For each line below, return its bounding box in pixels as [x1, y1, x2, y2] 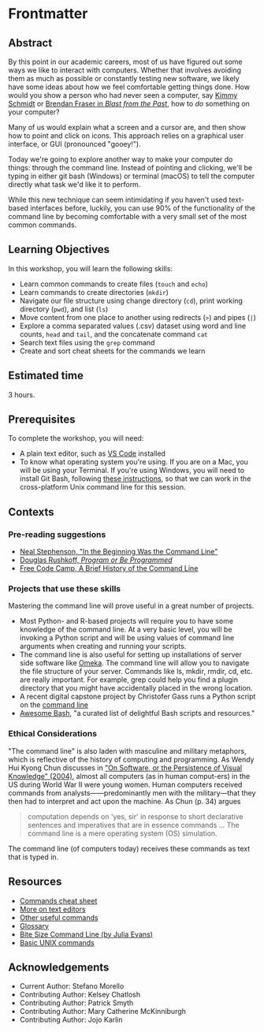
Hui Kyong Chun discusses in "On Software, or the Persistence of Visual [8, 762, 243, 773]
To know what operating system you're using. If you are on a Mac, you [19, 457, 248, 467]
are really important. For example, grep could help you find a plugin [19, 675, 239, 684]
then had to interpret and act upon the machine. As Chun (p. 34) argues [8, 796, 242, 806]
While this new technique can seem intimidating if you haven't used [8, 195, 228, 204]
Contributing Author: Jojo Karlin [19, 1015, 124, 1025]
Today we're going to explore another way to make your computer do [8, 155, 233, 164]
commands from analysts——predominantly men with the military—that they [8, 788, 256, 797]
